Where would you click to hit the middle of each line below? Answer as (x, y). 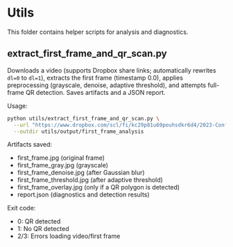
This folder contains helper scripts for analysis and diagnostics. (98, 32)
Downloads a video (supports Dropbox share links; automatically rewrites (112, 70)
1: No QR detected (43, 229)
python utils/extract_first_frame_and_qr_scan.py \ (83, 118)
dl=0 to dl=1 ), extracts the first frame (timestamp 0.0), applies (95, 77)
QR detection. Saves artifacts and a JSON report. (95, 92)
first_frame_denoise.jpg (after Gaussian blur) (81, 173)
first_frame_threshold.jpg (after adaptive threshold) (90, 180)
